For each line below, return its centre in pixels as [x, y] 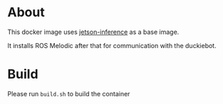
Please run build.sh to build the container [69, 93]
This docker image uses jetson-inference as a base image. [93, 32]
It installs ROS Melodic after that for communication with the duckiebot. [112, 45]
